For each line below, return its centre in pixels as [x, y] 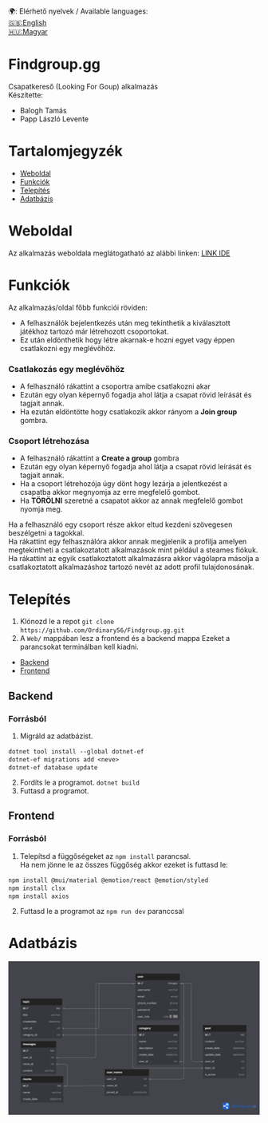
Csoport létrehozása [49, 441]
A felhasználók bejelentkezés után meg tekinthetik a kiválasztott [125, 322]
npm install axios [39, 896]
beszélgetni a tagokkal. [47, 533]
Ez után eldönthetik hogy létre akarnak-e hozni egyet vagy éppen [127, 340]
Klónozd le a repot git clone [67, 622]
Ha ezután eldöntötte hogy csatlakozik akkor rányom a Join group [128, 412]
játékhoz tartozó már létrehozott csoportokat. [94, 331]
